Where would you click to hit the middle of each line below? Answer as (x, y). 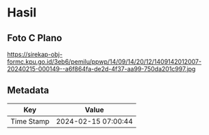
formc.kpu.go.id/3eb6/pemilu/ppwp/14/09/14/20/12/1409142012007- (104, 62)
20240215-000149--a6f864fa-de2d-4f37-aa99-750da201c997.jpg (101, 69)
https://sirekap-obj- (35, 54)
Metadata (28, 90)
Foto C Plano (35, 38)
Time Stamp (30, 121)
